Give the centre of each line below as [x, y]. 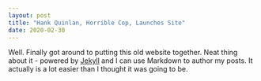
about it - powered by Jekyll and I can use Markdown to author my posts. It [130, 61]
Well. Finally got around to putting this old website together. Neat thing [123, 53]
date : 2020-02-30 [37, 30]
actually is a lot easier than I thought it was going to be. [98, 69]
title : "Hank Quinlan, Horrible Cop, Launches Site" [97, 23]
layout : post [30, 15]
